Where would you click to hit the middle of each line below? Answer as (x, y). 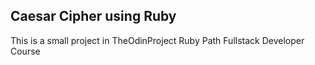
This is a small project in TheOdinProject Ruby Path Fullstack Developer (157, 40)
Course (25, 51)
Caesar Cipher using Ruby (93, 16)
